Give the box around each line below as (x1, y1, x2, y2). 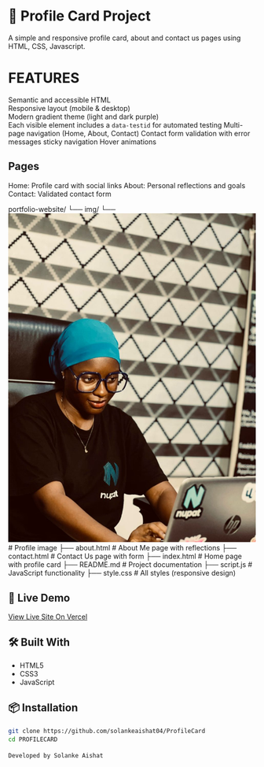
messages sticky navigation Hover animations (8, 137, 157, 146)
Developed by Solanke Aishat (8, 752, 104, 760)
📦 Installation (8, 701, 79, 715)
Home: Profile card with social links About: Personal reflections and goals (8, 180, 246, 190)
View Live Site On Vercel (8, 612, 88, 621)
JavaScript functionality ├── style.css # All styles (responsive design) (8, 569, 236, 578)
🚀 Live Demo (8, 591, 71, 605)
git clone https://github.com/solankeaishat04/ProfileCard (8, 727, 206, 735)
